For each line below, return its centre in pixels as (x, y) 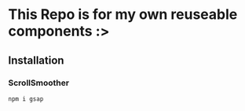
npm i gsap (26, 99)
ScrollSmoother (38, 83)
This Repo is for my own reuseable (123, 15)
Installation (36, 60)
